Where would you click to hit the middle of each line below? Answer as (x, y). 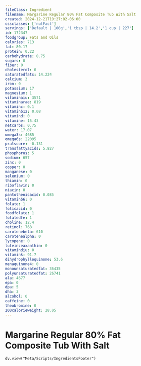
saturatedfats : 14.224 (28, 75)
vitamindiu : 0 (20, 250)
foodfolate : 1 (20, 213)
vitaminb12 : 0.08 (23, 112)
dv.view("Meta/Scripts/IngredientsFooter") (51, 359)
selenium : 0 (17, 176)
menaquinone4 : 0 (22, 264)
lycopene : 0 (17, 241)
